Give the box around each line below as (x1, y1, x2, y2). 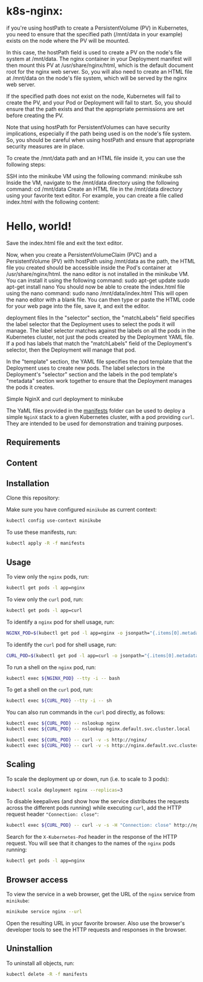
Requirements (6, 437, 60, 448)
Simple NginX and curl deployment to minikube (6, 395, 124, 402)
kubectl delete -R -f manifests (6, 971, 88, 977)
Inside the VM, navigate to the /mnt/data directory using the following (6, 179, 179, 186)
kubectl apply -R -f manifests (6, 541, 85, 547)
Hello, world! (6, 219, 72, 233)
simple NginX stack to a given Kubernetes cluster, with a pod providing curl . (6, 413, 195, 420)
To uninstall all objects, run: (6, 959, 74, 967)
